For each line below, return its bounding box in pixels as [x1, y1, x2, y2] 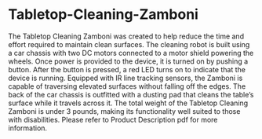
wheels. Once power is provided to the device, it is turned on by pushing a [8, 57, 249, 66]
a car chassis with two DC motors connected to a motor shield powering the [8, 48, 254, 57]
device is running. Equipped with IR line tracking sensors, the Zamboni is [8, 73, 243, 82]
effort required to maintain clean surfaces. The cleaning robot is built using [8, 39, 250, 49]
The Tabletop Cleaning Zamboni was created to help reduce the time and [8, 31, 245, 41]
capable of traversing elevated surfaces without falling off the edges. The [8, 81, 246, 91]
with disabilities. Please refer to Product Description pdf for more [8, 115, 218, 124]
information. [8, 123, 48, 133]
